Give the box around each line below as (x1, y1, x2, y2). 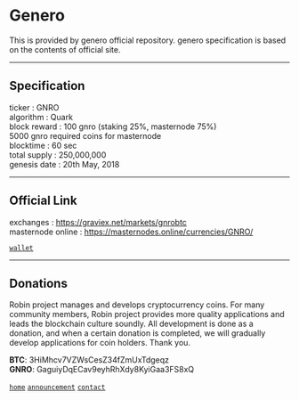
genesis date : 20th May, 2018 (9, 159, 120, 169)
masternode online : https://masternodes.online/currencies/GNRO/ (9, 226, 254, 237)
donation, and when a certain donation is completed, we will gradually (9, 328, 266, 339)
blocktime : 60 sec (9, 140, 77, 151)
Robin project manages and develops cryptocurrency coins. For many (9, 299, 265, 310)
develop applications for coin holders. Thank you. (9, 338, 191, 348)
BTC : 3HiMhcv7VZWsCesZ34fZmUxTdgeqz (9, 355, 170, 365)
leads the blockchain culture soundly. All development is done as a (9, 318, 254, 330)
